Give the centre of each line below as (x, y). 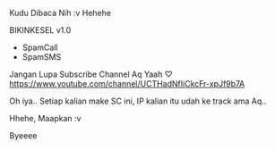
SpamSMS (42, 57)
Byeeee (23, 136)
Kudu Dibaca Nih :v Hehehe (60, 13)
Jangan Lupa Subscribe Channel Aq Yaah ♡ (91, 74)
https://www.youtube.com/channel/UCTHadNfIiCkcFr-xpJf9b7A (127, 83)
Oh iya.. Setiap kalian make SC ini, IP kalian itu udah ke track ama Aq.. (138, 101)
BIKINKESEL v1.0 (40, 30)
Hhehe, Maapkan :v (45, 118)
